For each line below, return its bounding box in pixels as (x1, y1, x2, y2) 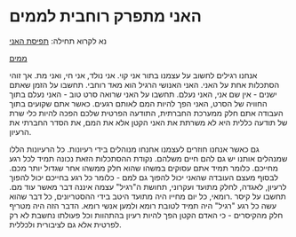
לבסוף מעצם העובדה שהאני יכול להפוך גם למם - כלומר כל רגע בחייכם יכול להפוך (9, 171, 278, 183)
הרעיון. (9, 126, 32, 137)
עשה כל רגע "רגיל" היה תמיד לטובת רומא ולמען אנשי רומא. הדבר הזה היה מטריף (9, 200, 277, 210)
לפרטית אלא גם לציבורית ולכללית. (9, 219, 122, 230)
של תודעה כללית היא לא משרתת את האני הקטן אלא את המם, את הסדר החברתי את (9, 117, 288, 128)
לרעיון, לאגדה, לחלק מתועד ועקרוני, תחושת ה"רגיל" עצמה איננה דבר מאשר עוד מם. (9, 181, 287, 192)
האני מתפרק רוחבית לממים (9, 6, 202, 27)
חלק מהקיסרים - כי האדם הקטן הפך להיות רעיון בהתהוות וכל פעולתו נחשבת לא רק (9, 209, 284, 220)
